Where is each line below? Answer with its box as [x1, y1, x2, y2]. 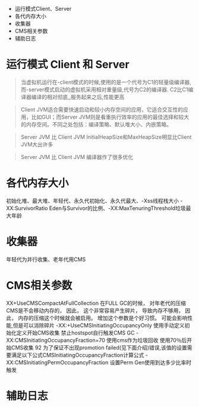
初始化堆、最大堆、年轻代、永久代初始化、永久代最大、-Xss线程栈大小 [6, 197, 179, 204]
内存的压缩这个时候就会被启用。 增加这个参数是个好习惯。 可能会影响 [17, 314, 188, 322]
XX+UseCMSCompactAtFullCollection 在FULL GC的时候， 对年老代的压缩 [6, 299, 186, 307]
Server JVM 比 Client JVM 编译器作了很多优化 [20, 153, 134, 160]
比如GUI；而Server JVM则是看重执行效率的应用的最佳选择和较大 [31, 113, 189, 120]
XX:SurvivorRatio [6, 204, 48, 212]
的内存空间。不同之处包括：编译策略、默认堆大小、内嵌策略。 [20, 120, 172, 128]
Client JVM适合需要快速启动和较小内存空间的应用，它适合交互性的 [20, 106, 184, 113]
